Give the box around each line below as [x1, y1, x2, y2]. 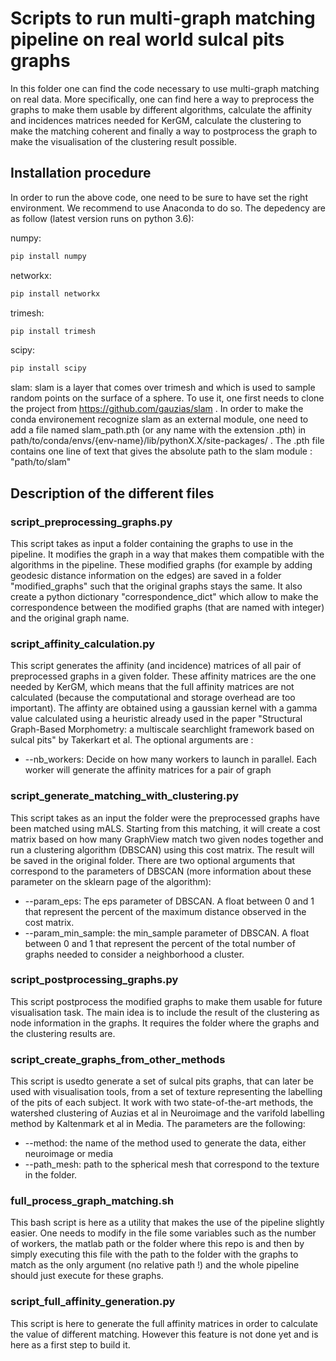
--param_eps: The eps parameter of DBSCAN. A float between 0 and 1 [24, 895, 315, 907]
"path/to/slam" [10, 456, 72, 468]
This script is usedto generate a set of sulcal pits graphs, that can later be [10, 1075, 314, 1087]
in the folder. [24, 1169, 78, 1181]
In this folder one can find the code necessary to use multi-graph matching [10, 82, 320, 94]
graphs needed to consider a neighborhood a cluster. [24, 948, 245, 960]
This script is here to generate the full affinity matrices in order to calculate [10, 1317, 319, 1329]
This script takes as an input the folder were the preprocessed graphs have [10, 812, 320, 824]
